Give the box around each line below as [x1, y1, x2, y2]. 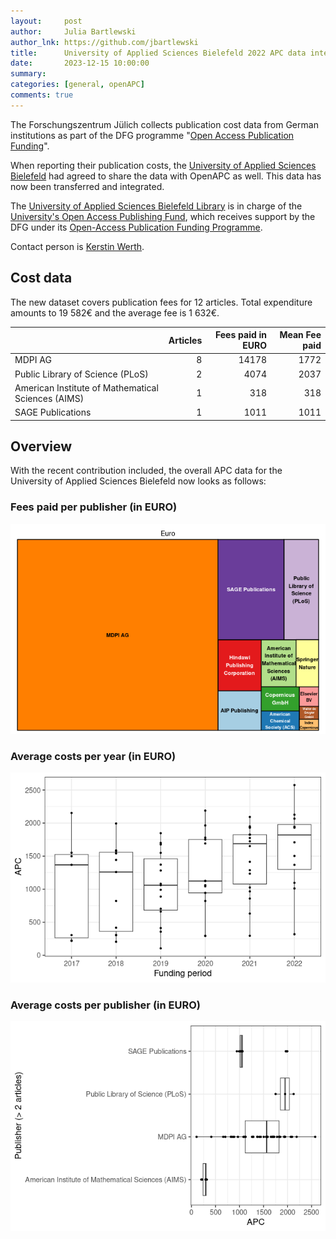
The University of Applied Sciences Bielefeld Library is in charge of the [10, 200, 303, 212]
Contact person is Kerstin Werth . [10, 240, 145, 252]
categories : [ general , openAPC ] [10, 80, 145, 90]
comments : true [10, 90, 74, 100]
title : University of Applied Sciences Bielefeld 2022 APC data [10, 48, 307, 58]
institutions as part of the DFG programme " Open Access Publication [10, 129, 295, 141]
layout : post [10, 16, 83, 26]
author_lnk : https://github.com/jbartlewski [10, 37, 199, 47]
